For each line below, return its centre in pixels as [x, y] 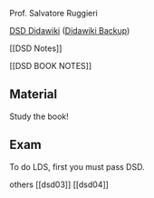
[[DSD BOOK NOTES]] [51, 66]
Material [33, 94]
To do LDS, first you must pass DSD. [77, 166]
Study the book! [39, 116]
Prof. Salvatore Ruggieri [53, 13]
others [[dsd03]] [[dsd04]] [59, 184]
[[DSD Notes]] [36, 48]
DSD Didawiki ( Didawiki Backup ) [70, 30]
